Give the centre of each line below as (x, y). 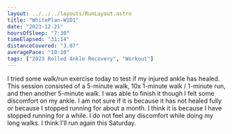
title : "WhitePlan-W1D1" (43, 20)
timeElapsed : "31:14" (39, 40)
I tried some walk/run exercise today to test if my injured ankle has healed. (114, 78)
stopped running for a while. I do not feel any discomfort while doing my (110, 115)
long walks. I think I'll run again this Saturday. (72, 123)
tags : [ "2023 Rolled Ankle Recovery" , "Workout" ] (81, 59)
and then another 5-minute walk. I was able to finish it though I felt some (111, 93)
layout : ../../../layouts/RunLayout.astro (69, 14)
